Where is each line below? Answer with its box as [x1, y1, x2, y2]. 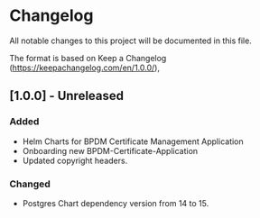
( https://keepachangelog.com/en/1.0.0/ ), [9, 62, 161, 73]
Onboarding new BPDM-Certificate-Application [22, 145, 199, 156]
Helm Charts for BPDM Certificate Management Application [22, 136, 244, 147]
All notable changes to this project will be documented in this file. [9, 35, 253, 46]
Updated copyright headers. [22, 155, 128, 166]
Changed [9, 177, 51, 190]
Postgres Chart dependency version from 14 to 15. [22, 197, 209, 208]
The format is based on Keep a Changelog [9, 52, 167, 63]
